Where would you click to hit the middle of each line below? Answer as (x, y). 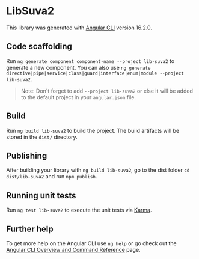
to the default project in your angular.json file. (78, 97)
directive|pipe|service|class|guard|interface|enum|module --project (95, 73)
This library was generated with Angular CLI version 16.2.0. (79, 28)
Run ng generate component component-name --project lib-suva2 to (90, 61)
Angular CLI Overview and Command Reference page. (73, 250)
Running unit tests (41, 196)
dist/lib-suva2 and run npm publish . (52, 177)
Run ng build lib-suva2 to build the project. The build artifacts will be (93, 130)
